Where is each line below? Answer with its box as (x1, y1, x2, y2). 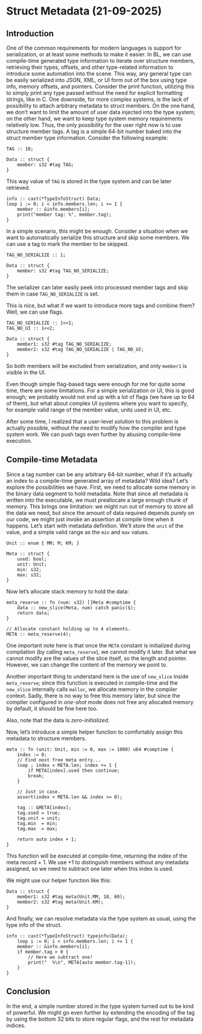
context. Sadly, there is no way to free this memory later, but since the (6, 692, 180, 699)
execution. (6, 437, 33, 444)
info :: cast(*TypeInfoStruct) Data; (6, 196, 101, 202)
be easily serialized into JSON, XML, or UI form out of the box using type (6, 77, 187, 83)
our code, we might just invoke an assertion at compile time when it (6, 515, 174, 523)
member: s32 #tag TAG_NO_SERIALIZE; (17, 268, 110, 274)
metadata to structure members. (6, 734, 87, 742)
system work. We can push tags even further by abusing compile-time (6, 431, 181, 438)
